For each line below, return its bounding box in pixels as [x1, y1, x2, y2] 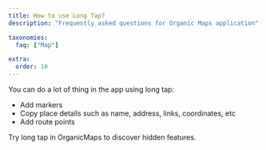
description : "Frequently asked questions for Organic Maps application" [8, 19, 260, 27]
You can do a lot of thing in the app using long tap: [8, 85, 174, 94]
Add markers [19, 101, 63, 109]
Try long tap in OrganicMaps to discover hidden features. [8, 132, 197, 142]
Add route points [19, 117, 76, 126]
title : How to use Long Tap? [8, 11, 105, 20]
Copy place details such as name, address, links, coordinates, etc [19, 109, 236, 118]
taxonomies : [8, 34, 48, 41]
